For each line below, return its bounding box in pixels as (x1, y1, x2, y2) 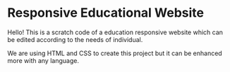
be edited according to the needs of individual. (7, 35, 143, 43)
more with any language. (7, 56, 80, 64)
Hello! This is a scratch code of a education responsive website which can (7, 28, 224, 36)
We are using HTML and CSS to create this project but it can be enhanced (7, 49, 222, 57)
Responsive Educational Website (7, 5, 205, 21)
